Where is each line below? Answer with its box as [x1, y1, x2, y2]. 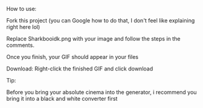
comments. [6, 42, 35, 49]
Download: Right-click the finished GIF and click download [6, 65, 154, 72]
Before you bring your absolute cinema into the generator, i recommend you [6, 89, 197, 96]
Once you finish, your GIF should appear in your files [6, 53, 139, 60]
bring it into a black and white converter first [6, 95, 118, 102]
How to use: [6, 5, 37, 12]
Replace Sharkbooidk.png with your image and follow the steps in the [6, 35, 181, 42]
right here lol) [6, 24, 41, 30]
